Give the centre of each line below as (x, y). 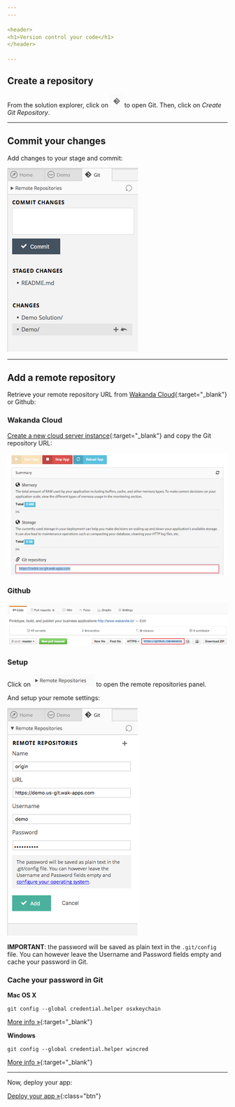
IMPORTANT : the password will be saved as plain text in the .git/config (112, 946)
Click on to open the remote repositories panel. (107, 684)
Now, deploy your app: (40, 1082)
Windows (21, 1035)
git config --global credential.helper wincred (78, 1049)
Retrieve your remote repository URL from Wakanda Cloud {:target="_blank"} (117, 395)
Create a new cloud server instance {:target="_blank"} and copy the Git (109, 436)
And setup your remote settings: (54, 697)
